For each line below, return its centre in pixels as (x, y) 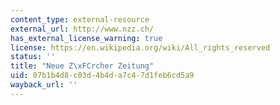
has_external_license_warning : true (86, 38)
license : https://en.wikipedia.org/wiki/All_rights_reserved (140, 47)
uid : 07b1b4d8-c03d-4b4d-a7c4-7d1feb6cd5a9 (102, 76)
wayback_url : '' (44, 85)
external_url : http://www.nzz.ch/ (82, 29)
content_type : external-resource (80, 19)
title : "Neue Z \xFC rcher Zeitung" (82, 66)
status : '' (33, 57)
